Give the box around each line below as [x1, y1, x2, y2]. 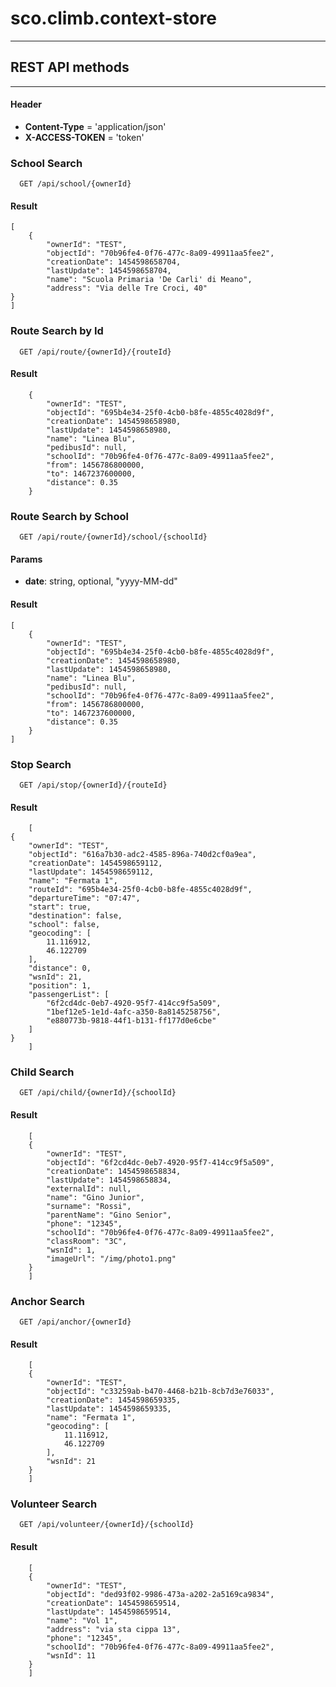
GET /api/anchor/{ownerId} [19, 1317, 132, 1327]
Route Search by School [10, 509, 130, 523]
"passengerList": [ [28, 990, 110, 1000]
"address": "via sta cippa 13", [46, 1624, 182, 1634]
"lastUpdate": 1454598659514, [46, 1607, 172, 1617]
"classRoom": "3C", [46, 1236, 128, 1246]
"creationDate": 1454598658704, [46, 257, 182, 267]
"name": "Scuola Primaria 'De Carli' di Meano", [46, 275, 253, 285]
